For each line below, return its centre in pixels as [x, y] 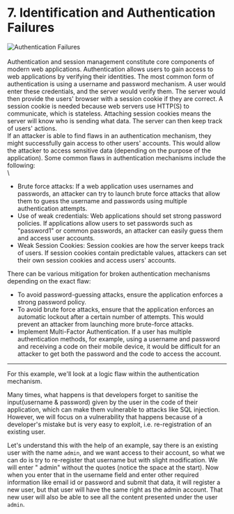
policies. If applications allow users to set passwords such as [105, 223]
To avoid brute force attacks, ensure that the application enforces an [116, 309]
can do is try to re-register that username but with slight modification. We [112, 460]
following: [21, 165]
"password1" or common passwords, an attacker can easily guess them [120, 231]
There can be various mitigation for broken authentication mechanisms [109, 274]
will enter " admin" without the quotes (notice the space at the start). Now [113, 467]
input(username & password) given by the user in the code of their [103, 402]
